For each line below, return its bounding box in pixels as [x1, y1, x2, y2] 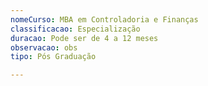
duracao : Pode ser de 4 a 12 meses [10, 33, 159, 43]
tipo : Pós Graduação [10, 52, 97, 62]
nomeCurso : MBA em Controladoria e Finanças [10, 14, 199, 25]
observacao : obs [10, 42, 78, 53]
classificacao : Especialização [10, 24, 141, 34]
